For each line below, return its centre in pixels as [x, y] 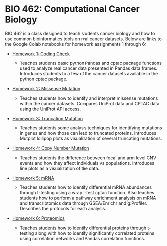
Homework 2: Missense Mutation [46, 88]
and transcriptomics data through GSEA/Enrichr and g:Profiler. [83, 203]
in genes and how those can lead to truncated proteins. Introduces [88, 133]
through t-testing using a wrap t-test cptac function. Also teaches [87, 192]
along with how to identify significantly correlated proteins [95, 233]
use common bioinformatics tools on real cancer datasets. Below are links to [83, 39]
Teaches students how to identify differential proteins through [83, 228]
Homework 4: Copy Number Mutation [51, 148]
